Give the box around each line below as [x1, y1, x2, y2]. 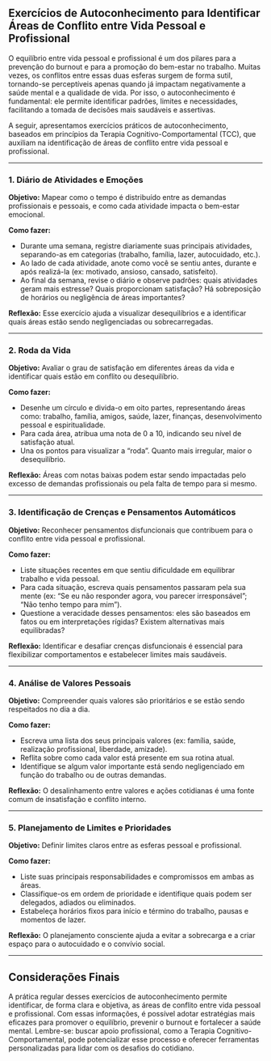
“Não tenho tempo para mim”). [19, 599, 123, 609]
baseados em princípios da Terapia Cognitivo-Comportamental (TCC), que [8, 129, 256, 138]
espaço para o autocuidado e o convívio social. [8, 939, 165, 949]
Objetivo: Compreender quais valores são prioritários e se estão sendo [8, 696, 245, 705]
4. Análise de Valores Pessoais [8, 677, 131, 689]
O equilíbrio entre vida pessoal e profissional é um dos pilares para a [8, 53, 236, 63]
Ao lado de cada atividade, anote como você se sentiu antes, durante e [19, 258, 256, 268]
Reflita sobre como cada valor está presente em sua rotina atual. [19, 753, 236, 762]
